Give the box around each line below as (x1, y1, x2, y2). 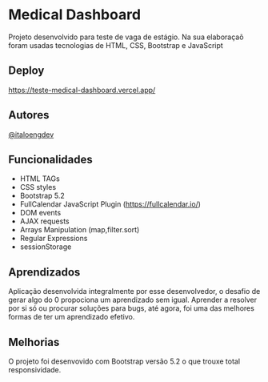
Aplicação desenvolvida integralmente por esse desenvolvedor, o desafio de (8, 287, 261, 296)
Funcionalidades (8, 152, 94, 166)
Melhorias (8, 335, 60, 349)
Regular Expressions (19, 234, 88, 243)
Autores (8, 108, 50, 122)
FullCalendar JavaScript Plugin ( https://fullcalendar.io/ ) (19, 199, 202, 209)
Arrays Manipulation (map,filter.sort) (19, 225, 140, 235)
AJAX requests (19, 216, 70, 226)
